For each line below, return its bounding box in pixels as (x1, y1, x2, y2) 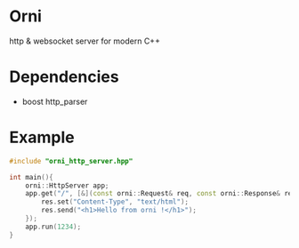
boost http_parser (21, 96, 88, 107)
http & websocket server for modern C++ (9, 36, 160, 46)
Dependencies (9, 67, 119, 87)
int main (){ (9, 172, 53, 181)
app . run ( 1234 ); (25, 222, 82, 231)
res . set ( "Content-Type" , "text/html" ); (41, 197, 190, 206)
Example (9, 127, 75, 148)
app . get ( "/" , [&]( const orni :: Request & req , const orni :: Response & (25, 189, 280, 198)
